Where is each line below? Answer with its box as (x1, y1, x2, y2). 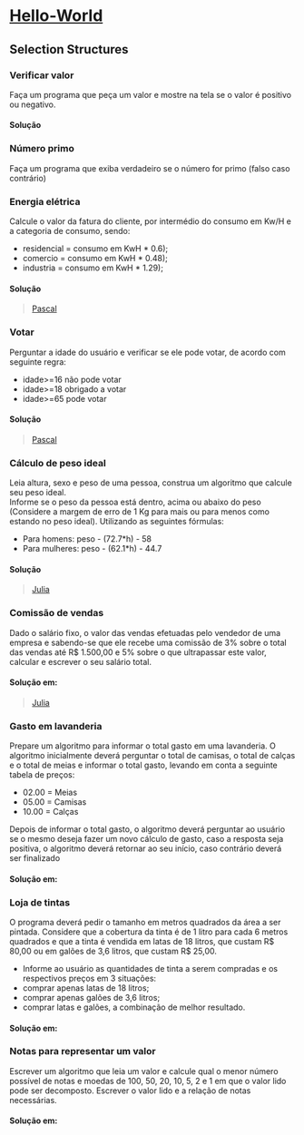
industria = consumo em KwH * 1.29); (22, 262, 163, 273)
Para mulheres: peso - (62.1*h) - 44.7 (22, 543, 162, 554)
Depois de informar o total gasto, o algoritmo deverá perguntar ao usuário (9, 824, 286, 835)
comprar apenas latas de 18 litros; (22, 982, 150, 993)
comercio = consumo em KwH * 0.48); (22, 253, 168, 264)
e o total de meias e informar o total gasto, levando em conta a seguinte (9, 759, 279, 771)
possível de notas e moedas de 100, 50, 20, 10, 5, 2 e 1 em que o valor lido (9, 1075, 287, 1086)
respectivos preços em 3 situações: (22, 973, 157, 983)
